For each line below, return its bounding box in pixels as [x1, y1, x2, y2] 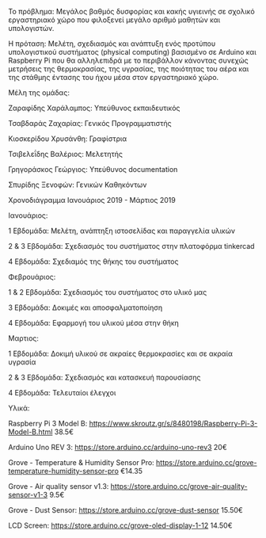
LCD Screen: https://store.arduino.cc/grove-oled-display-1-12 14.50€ [8, 521, 233, 530]
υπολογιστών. [8, 24, 55, 32]
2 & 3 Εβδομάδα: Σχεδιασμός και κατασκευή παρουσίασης [8, 372, 201, 382]
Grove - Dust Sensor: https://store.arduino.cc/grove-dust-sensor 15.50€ [8, 506, 243, 514]
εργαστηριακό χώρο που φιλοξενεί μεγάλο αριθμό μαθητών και [8, 15, 220, 25]
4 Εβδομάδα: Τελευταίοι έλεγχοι [8, 388, 116, 397]
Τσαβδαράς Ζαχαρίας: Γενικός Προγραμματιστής [8, 119, 172, 128]
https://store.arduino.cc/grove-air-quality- [110, 482, 248, 490]
